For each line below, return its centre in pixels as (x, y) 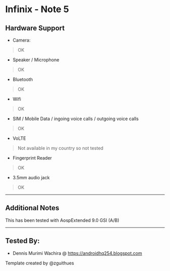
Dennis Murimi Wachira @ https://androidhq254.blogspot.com (77, 253)
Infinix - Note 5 (37, 9)
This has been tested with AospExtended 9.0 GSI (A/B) (62, 220)
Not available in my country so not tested (60, 148)
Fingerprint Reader (32, 158)
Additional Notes (32, 208)
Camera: (22, 40)
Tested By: (23, 241)
